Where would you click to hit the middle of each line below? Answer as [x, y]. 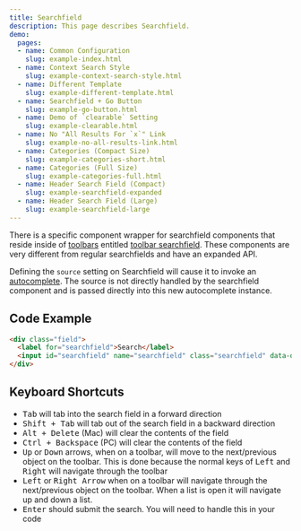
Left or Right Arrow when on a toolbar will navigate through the [145, 480]
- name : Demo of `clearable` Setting [88, 118]
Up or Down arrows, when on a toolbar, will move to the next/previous [150, 452]
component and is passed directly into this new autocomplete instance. [141, 290]
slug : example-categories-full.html [94, 176]
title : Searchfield [46, 17]
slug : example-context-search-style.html [103, 76]
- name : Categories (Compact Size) [84, 151]
